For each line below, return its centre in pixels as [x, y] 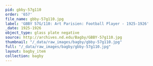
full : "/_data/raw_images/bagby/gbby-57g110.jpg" [58, 47]
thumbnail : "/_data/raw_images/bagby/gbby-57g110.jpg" [64, 42]
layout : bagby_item [26, 51]
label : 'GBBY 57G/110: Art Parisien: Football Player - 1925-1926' [77, 24]
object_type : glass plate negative [42, 33]
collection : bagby [24, 56]
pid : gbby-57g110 [23, 10]
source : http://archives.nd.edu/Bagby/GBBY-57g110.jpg [64, 38]
